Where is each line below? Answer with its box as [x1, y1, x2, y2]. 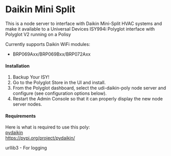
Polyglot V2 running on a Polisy [5, 31, 71, 37]
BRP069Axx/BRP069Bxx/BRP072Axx [12, 51, 91, 57]
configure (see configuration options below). [12, 90, 107, 96]
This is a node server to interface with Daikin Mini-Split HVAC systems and [5, 20, 162, 27]
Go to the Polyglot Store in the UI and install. [12, 80, 106, 86]
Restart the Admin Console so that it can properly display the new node [12, 96, 163, 102]
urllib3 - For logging [5, 145, 47, 151]
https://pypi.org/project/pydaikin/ [5, 135, 76, 141]
